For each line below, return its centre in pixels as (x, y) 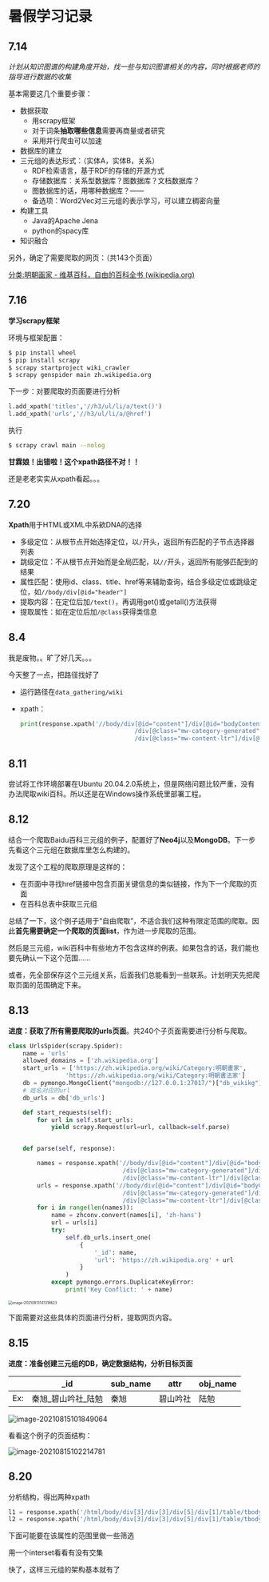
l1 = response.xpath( (44, 1512)
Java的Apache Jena (65, 220)
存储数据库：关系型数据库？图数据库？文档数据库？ (116, 180)
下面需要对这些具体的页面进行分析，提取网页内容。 (92, 1317)
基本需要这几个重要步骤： (50, 94)
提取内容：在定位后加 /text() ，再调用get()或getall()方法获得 (118, 602)
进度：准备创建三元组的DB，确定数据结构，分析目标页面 (101, 1363)
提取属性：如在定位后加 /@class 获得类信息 (88, 611)
